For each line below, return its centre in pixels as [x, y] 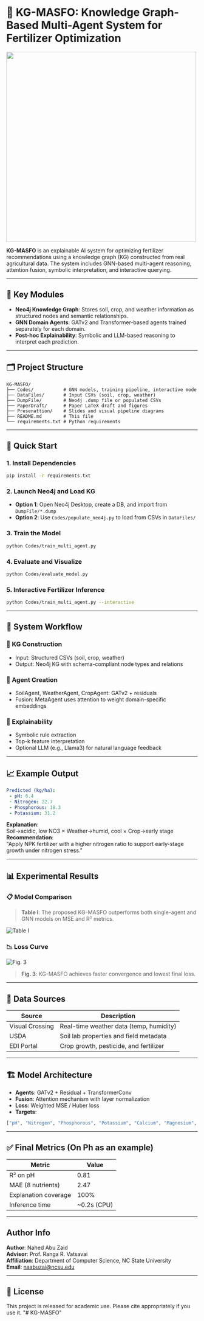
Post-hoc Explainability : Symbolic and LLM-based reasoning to [95, 335]
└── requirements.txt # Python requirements [63, 421]
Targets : [26, 1112]
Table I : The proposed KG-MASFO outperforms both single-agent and [109, 912]
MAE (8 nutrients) [35, 1185]
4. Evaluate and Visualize [44, 561]
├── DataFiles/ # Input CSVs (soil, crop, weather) [81, 395]
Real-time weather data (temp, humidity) [118, 1026]
